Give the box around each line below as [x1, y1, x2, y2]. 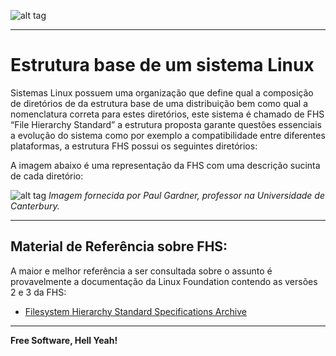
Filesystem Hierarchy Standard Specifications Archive [24, 305, 247, 317]
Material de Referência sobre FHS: [10, 238, 228, 255]
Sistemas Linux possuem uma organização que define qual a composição [10, 86, 314, 99]
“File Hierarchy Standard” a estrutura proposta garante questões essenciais [10, 118, 322, 130]
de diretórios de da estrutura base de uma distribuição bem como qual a [10, 97, 309, 109]
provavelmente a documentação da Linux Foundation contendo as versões [10, 275, 318, 287]
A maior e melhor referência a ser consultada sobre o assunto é [10, 265, 273, 277]
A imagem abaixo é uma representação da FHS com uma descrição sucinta [10, 159, 321, 171]
